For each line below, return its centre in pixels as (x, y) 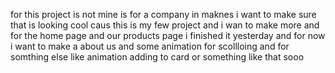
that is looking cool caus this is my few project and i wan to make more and (165, 25)
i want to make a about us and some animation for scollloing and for (150, 46)
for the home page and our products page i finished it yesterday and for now (168, 35)
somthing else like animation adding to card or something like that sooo (157, 57)
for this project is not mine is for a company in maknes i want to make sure (163, 14)
